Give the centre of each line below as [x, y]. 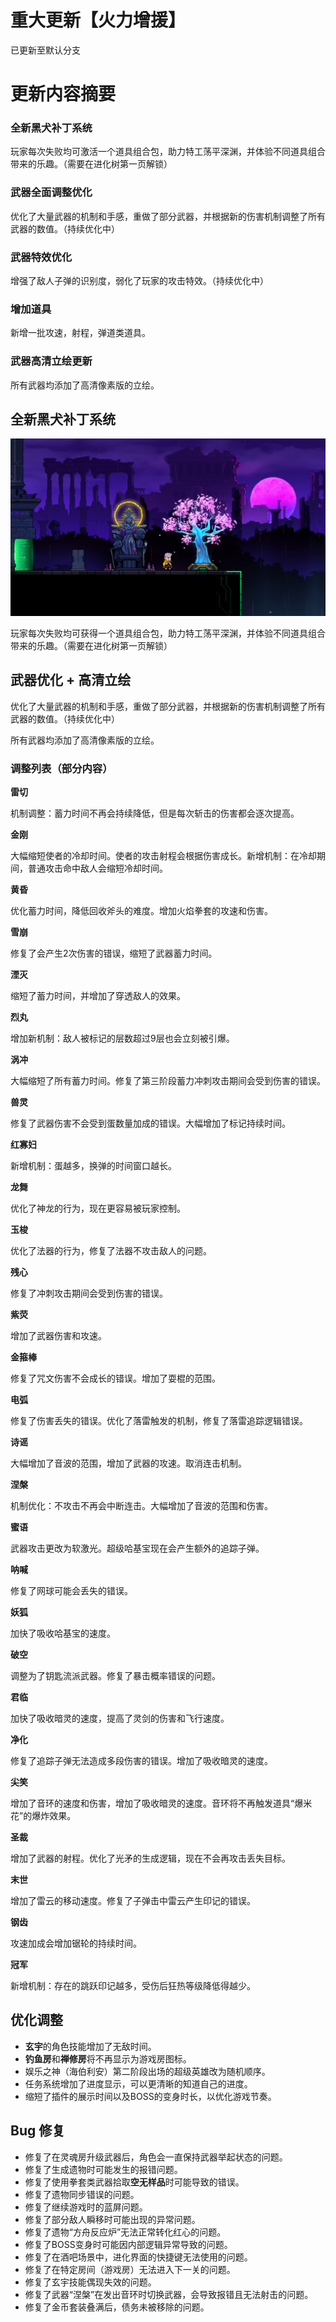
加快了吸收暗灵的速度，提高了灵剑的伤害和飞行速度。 [120, 1718]
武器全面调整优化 [51, 193]
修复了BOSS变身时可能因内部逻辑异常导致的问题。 [128, 2244]
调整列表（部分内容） [61, 768]
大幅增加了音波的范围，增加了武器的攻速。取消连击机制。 [128, 1463]
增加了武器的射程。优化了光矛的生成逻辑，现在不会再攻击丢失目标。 [150, 1858]
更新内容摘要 [63, 94]
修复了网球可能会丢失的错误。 [71, 1591]
